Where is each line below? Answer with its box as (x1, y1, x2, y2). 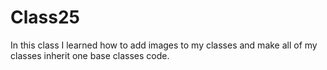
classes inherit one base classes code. (10, 49, 170, 61)
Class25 (10, 6, 80, 29)
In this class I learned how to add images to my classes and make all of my (10, 39, 318, 51)
